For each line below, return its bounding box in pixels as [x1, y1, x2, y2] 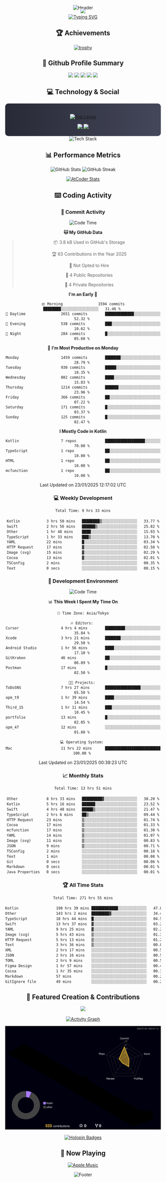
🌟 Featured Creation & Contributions [26, 993, 140, 1001]
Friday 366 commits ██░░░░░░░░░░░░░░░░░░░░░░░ [5, 395, 161, 400]
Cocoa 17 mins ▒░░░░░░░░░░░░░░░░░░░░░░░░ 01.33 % [6, 823, 160, 827]
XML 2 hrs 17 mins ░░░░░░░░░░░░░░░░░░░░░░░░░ [5, 947, 147, 953]
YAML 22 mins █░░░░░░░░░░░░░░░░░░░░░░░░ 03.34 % [6, 539, 160, 545]
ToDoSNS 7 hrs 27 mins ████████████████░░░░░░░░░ [5, 685, 161, 690]
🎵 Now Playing [60, 1149, 106, 1157]
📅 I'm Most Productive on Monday [47, 345, 119, 351]
